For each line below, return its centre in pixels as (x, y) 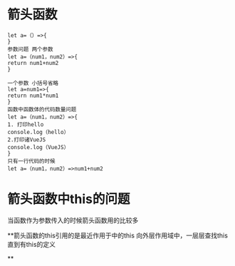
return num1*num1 (33, 96)
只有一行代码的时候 (31, 161)
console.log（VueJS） (38, 147)
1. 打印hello (26, 124)
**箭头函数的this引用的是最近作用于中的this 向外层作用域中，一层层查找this (117, 235)
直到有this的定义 (31, 244)
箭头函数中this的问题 (69, 199)
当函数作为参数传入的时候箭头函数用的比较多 (73, 220)
